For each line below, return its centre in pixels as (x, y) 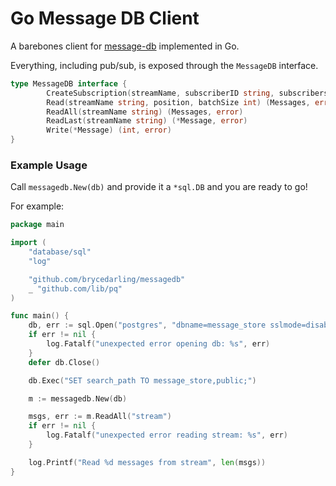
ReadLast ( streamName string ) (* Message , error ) (147, 121)
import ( (28, 243)
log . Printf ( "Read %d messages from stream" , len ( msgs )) (147, 462)
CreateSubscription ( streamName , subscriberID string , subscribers (187, 93)
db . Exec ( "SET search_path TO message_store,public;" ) (142, 380)
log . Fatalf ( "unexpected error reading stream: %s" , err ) (167, 435)
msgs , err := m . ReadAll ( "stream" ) (100, 417)
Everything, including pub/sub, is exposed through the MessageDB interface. (164, 65)
